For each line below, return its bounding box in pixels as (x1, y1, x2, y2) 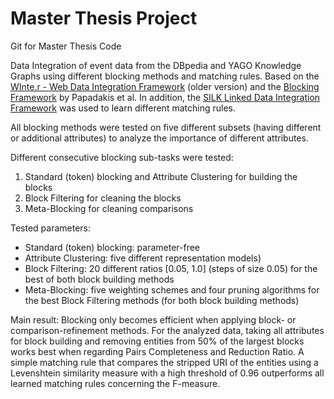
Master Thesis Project (10, 7, 198, 30)
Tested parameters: (10, 222, 92, 234)
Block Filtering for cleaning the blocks (24, 192, 182, 204)
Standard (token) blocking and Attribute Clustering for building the (24, 170, 298, 182)
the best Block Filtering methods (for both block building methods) (24, 294, 300, 306)
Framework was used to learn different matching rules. (10, 102, 236, 114)
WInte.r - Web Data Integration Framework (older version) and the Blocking (10, 80, 320, 92)
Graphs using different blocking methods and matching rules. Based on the (10, 70, 320, 82)
